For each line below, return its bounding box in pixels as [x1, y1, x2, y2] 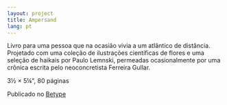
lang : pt [7, 23, 32, 30]
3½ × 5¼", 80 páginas [7, 77, 70, 85]
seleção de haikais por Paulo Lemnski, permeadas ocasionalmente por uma [7, 56, 221, 65]
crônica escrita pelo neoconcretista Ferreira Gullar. [7, 63, 151, 72]
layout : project [7, 10, 53, 17]
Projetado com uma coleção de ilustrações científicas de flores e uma [7, 49, 204, 57]
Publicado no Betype [7, 90, 67, 98]
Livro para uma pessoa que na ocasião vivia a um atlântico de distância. [7, 42, 211, 50]
